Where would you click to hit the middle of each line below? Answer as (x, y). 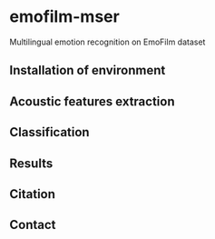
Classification (49, 132)
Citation (33, 194)
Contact (33, 225)
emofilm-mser (64, 17)
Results (31, 163)
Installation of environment (88, 70)
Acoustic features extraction (92, 101)
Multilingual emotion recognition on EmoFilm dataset (107, 42)
